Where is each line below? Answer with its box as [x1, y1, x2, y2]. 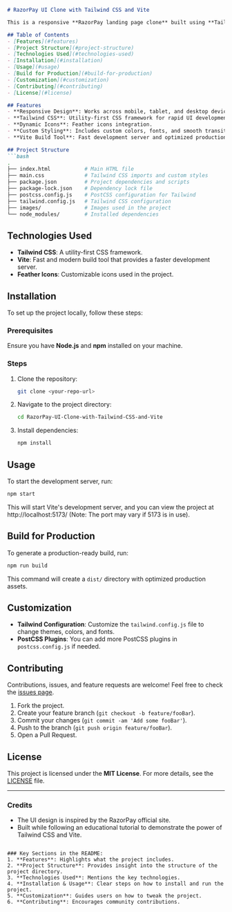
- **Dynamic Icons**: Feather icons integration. [7, 121, 153, 128]
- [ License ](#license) [7, 89, 72, 96]
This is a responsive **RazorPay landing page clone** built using [7, 19, 206, 26]
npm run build [7, 562, 48, 569]
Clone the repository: [17, 374, 78, 383]
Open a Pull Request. [17, 731, 77, 739]
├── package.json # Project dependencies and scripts [7, 178, 190, 186]
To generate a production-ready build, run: [7, 548, 129, 557]
